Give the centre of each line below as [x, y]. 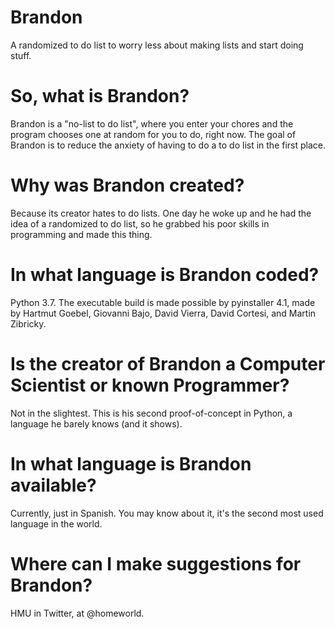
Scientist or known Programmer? [150, 385]
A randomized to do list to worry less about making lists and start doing [157, 45]
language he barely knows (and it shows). [96, 423]
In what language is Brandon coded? [165, 275]
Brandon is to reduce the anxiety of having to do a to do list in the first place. [168, 145]
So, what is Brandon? [100, 96]
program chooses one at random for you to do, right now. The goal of [153, 134]
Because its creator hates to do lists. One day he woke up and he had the [161, 213]
